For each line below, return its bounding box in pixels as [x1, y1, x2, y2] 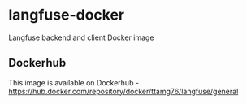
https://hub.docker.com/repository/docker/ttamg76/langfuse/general [8, 86, 239, 96]
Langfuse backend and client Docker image [8, 32, 154, 42]
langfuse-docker [8, 6, 124, 24]
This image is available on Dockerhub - [8, 77, 140, 87]
